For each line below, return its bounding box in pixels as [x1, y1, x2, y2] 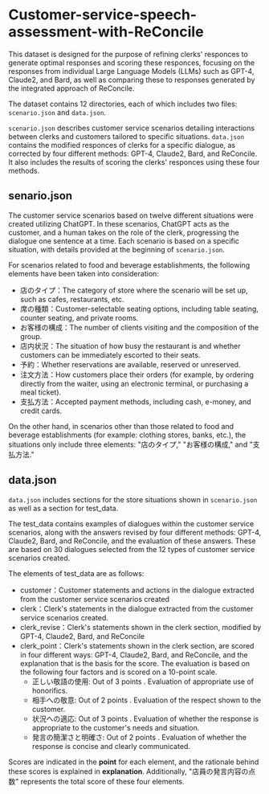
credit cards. [19, 406, 63, 415]
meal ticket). [19, 387, 62, 397]
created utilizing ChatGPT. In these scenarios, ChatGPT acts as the [8, 219, 230, 228]
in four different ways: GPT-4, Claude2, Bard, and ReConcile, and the [19, 649, 248, 660]
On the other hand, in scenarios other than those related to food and [8, 421, 234, 431]
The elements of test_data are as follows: [8, 568, 145, 578]
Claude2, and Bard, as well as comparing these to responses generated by [8, 75, 255, 84]
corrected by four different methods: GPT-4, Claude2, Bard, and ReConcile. [8, 149, 258, 158]
